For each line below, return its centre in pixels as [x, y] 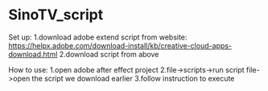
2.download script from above [109, 54]
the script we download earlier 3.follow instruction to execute [133, 78]
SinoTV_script [56, 15]
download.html [33, 54]
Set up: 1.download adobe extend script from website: [98, 37]
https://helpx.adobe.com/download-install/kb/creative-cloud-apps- [120, 45]
